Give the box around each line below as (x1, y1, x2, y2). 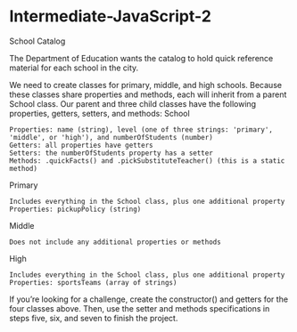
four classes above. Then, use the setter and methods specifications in (9, 303, 270, 313)
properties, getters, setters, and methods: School (9, 108, 190, 118)
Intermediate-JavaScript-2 (9, 6, 212, 27)
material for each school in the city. (9, 62, 139, 73)
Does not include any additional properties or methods (9, 238, 221, 247)
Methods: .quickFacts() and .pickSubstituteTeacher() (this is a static (9, 156, 285, 166)
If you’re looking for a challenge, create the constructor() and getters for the (9, 294, 288, 304)
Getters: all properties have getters (9, 141, 153, 150)
